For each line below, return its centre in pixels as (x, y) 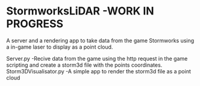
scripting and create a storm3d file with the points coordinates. (84, 65)
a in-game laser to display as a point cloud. (60, 47)
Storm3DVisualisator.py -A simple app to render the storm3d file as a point (98, 71)
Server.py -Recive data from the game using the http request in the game (97, 58)
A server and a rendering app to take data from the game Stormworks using (100, 40)
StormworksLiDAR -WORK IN (80, 11)
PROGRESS (35, 24)
